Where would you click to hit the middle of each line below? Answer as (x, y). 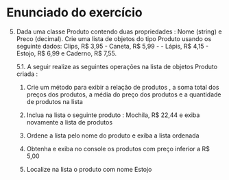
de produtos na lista (55, 101)
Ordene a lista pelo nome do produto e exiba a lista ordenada (113, 136)
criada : (27, 74)
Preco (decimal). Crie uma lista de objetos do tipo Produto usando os (114, 38)
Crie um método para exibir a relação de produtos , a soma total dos (123, 87)
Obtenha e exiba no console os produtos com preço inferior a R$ (118, 149)
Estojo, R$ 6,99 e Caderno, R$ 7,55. (67, 53)
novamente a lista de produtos (70, 122)
